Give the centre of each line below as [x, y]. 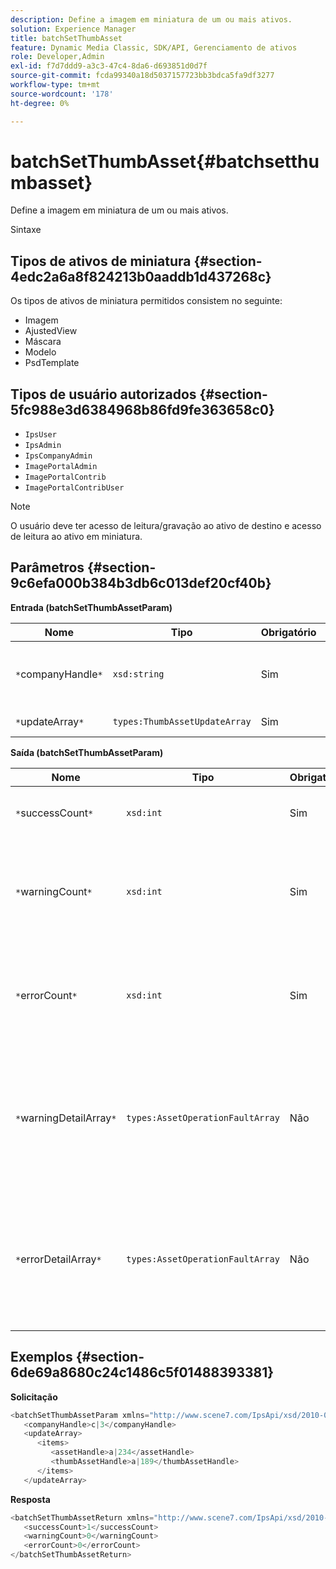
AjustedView [51, 331]
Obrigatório [288, 632]
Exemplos [41, 1357]
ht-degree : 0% [40, 103]
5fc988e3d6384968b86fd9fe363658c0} [142, 409]
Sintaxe [26, 230]
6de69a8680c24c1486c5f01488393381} [142, 1372]
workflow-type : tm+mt [55, 85]
